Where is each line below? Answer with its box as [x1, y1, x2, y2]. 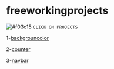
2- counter [6, 45, 31, 53]
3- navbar [6, 57, 29, 64]
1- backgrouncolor [6, 34, 49, 41]
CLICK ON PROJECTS [33, 24, 78, 30]
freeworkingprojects [6, 4, 109, 17]
